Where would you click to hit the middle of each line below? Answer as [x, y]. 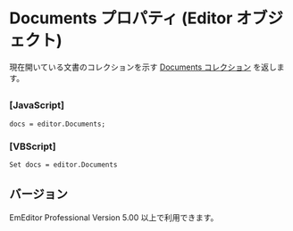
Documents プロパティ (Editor [121, 18]
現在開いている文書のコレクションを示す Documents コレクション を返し [143, 67]
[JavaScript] [37, 105]
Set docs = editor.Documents [63, 165]
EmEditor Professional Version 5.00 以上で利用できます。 [114, 217]
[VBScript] [33, 146]
